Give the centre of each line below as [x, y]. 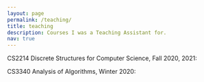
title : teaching [30, 26]
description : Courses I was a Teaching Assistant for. [87, 32]
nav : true [21, 39]
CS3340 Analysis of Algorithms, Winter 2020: [72, 72]
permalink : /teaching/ [39, 20]
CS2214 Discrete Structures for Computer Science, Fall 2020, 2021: [102, 58]
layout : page [26, 13]
